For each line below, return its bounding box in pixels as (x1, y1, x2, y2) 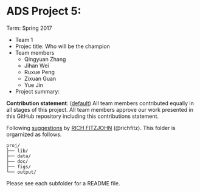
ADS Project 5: (6, 4, 81, 18)
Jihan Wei (24, 62, 49, 69)
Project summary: (15, 87, 60, 95)
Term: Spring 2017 (6, 24, 52, 32)
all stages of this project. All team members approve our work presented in (6, 106, 193, 113)
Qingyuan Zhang (24, 55, 66, 63)
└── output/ (6, 169, 36, 175)
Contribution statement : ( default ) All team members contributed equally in (6, 99, 195, 107)
